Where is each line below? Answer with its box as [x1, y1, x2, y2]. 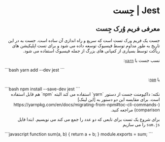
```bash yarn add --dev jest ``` [4, 67, 65, 73]
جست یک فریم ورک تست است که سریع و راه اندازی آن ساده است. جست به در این [8, 37, 160, 43]
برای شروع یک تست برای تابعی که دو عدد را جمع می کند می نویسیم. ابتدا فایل [17, 116, 160, 122]
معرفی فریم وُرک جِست [95, 25, 160, 33]
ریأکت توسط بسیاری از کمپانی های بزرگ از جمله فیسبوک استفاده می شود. [23, 48, 160, 54]
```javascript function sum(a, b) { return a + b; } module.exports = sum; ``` [4, 131, 153, 137]
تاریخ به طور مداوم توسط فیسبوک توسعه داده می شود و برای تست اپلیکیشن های [11, 43, 160, 49]
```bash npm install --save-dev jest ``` [4, 86, 80, 92]
